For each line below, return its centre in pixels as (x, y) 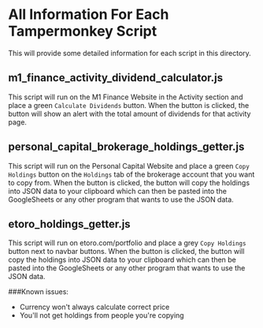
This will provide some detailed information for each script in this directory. (130, 53)
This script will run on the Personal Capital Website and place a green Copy (129, 166)
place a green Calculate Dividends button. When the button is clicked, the (129, 105)
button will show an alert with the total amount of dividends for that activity (130, 114)
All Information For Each (89, 15)
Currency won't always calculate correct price (94, 307)
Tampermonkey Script (83, 31)
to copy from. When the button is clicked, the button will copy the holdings (129, 182)
